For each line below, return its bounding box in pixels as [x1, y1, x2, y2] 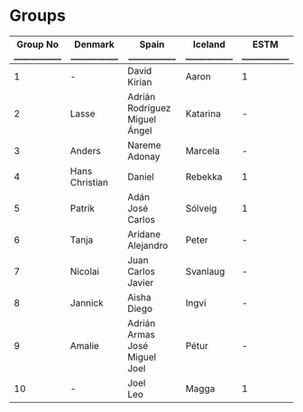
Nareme [127, 139, 161, 151]
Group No [16, 38, 60, 50]
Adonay [127, 150, 161, 162]
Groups [9, 5, 66, 26]
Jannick [69, 297, 104, 309]
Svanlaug [185, 265, 225, 278]
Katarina [185, 107, 221, 120]
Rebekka [185, 170, 223, 183]
